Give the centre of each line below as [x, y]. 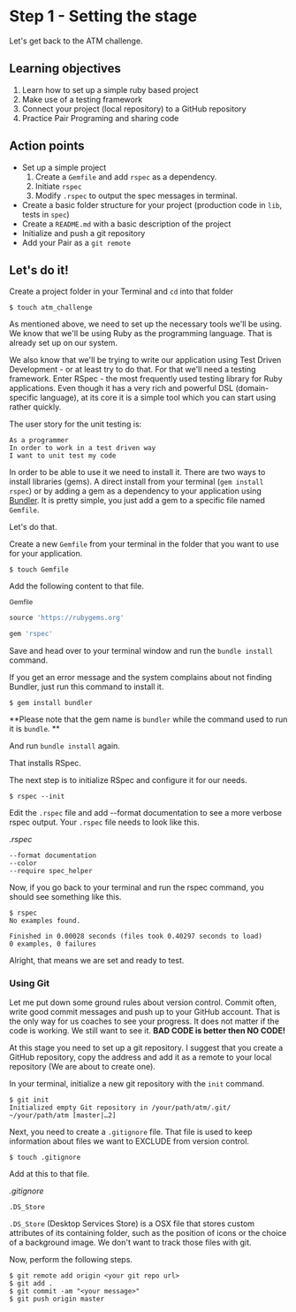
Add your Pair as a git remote [76, 242]
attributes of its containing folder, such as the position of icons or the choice [148, 1233]
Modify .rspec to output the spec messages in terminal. [136, 196]
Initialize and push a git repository [83, 233]
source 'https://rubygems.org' [67, 618]
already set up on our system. [63, 343]
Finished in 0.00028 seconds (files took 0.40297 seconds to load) [136, 936]
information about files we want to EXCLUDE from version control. [129, 1141]
